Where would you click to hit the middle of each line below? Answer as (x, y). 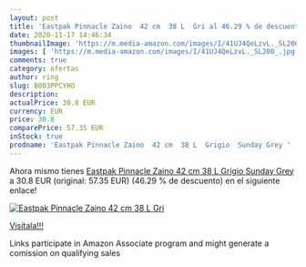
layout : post (34, 18)
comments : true (38, 60)
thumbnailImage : (40, 43)
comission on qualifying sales (65, 252)
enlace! (23, 190)
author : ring (34, 77)
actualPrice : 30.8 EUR (52, 103)
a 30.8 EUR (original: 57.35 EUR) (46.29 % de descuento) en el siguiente (145, 180)
